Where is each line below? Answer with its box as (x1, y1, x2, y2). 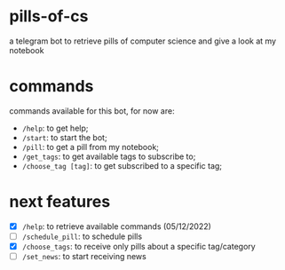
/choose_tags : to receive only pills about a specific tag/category (21, 241, 256, 251)
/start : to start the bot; (21, 131, 108, 143)
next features (9, 192, 111, 212)
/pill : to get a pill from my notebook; (21, 141, 160, 152)
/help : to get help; (21, 123, 89, 133)
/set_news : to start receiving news (21, 251, 146, 261)
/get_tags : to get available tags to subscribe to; (21, 151, 196, 162)
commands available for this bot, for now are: (9, 105, 175, 116)
